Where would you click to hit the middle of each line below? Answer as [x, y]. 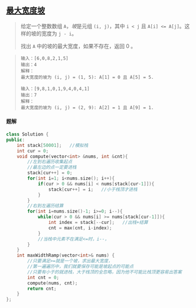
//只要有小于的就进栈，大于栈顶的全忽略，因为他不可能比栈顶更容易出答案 [104, 272]
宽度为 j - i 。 [59, 33]
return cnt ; [42, 288]
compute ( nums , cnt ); [53, 283]
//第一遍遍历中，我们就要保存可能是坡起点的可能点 [81, 267]
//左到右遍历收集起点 [50, 162]
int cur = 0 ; [33, 151]
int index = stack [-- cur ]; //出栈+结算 [98, 223]
